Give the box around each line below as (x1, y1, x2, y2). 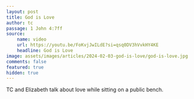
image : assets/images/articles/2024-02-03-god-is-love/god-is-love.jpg (6, 53, 188, 59)
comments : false (6, 58, 47, 64)
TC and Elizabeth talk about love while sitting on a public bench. (6, 86, 164, 93)
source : (6, 31, 26, 37)
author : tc (6, 20, 33, 26)
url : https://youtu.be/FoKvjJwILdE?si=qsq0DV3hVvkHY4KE (17, 42, 159, 48)
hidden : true (6, 70, 39, 76)
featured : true (6, 64, 44, 70)
